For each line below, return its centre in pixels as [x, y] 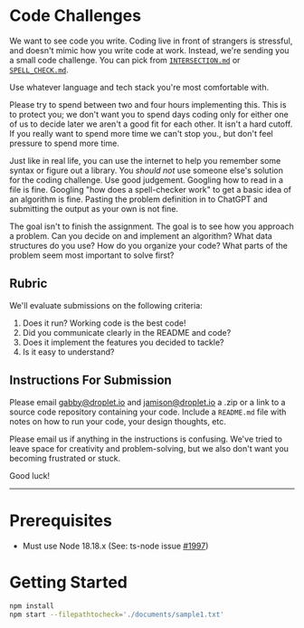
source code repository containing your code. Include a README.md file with [148, 412]
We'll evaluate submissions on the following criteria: [106, 305]
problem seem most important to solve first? [92, 255]
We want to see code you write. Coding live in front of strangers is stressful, [151, 41]
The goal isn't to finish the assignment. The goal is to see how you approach [152, 226]
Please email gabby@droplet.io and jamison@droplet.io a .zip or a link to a [147, 402]
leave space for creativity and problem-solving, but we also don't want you [149, 448]
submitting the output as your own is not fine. [94, 208]
